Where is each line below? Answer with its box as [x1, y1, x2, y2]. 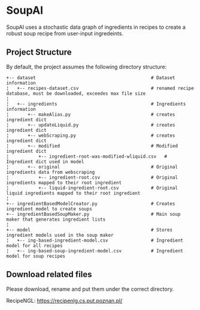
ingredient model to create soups [6, 206, 93, 212]
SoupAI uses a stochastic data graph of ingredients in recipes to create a [6, 23, 186, 31]
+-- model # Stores [6, 227, 172, 233]
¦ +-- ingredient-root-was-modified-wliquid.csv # [6, 154, 168, 159]
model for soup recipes [6, 253, 66, 259]
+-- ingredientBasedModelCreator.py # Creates [6, 200, 175, 207]
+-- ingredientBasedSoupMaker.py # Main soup [6, 211, 181, 217]
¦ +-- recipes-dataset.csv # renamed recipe [6, 85, 195, 91]
